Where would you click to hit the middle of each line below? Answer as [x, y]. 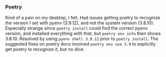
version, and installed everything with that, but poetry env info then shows [83, 34]
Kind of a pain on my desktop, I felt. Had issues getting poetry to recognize [83, 18]
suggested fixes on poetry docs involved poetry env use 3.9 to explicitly [80, 44]
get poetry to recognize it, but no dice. [45, 49]
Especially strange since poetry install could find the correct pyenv [76, 28]
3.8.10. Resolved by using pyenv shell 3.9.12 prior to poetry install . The [82, 39]
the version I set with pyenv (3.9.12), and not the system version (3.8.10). [80, 23]
